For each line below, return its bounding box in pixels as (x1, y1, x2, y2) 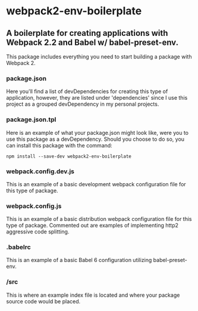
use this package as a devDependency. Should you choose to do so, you (6, 136, 185, 143)
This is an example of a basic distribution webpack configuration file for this (6, 215, 192, 223)
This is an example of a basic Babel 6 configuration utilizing (6, 257, 152, 264)
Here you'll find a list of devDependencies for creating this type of (6, 88, 168, 95)
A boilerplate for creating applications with (6, 28, 168, 38)
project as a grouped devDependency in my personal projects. (6, 100, 159, 108)
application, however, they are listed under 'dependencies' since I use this (6, 94, 188, 101)
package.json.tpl (6, 115, 56, 124)
